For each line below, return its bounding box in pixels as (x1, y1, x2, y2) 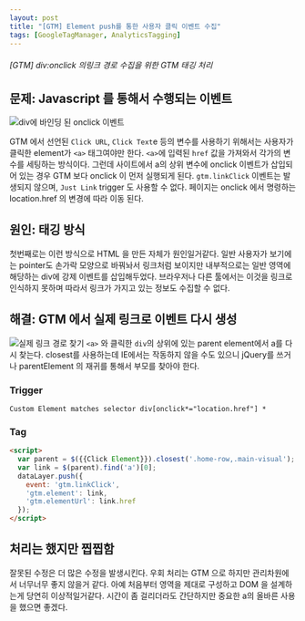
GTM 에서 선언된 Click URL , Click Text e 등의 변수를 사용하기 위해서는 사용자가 (9, 136, 294, 147)
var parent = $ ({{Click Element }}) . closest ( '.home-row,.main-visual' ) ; (17, 455, 296, 464)
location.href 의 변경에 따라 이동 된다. (9, 193, 144, 203)
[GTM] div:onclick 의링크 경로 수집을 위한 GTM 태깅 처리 (9, 59, 213, 70)
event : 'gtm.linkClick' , (25, 480, 120, 489)
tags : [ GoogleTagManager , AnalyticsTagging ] (9, 30, 181, 39)
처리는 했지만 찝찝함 (9, 542, 115, 557)
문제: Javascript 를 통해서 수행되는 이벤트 (9, 90, 233, 106)
